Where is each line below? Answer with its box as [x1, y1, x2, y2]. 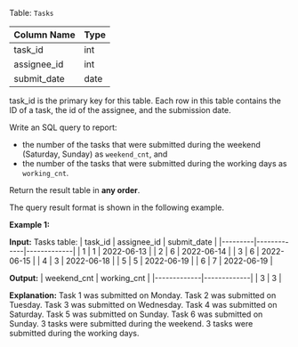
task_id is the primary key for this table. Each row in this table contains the [9, 95, 282, 106]
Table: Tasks [9, 8, 54, 18]
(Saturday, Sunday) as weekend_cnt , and [21, 149, 168, 159]
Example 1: [9, 220, 51, 230]
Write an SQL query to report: [9, 122, 117, 133]
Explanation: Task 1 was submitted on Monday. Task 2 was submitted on [9, 290, 277, 301]
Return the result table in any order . [9, 185, 141, 195]
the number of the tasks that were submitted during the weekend [21, 140, 261, 149]
